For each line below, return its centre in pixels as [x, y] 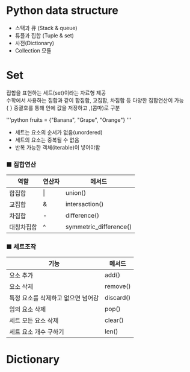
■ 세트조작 [21, 247]
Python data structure [62, 11]
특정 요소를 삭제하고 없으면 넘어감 [54, 298]
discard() [118, 298]
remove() [118, 286]
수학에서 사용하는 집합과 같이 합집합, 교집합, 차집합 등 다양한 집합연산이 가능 [95, 100]
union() [76, 193]
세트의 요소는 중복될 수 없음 [47, 140]
